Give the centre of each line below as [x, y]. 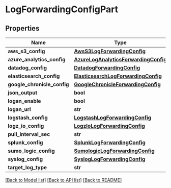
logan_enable [24, 101]
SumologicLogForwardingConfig [114, 151]
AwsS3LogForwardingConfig [110, 51]
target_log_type [27, 167]
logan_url [20, 109]
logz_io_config [26, 126]
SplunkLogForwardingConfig [110, 143]
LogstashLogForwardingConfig [112, 118]
